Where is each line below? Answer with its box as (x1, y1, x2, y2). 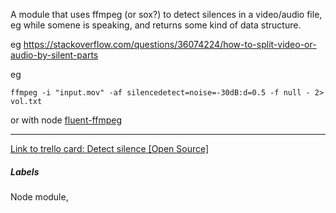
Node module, (10, 190, 69, 203)
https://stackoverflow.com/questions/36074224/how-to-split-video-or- (23, 39, 317, 50)
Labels (10, 165, 40, 178)
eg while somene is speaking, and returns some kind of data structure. (10, 19, 302, 31)
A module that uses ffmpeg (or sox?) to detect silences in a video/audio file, (10, 9, 323, 20)
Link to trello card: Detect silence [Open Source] (10, 143, 210, 154)
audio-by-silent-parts (10, 49, 99, 61)
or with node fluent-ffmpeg (10, 114, 123, 126)
